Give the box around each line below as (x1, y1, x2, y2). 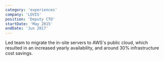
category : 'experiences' (5, 7, 58, 12)
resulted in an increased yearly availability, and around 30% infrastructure (5, 45, 159, 51)
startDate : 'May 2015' (5, 21, 53, 26)
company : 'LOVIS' (5, 12, 42, 17)
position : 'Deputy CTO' (5, 16, 56, 21)
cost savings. (5, 50, 33, 56)
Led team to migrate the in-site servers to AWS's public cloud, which (5, 39, 148, 45)
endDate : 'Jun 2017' (5, 26, 49, 31)
